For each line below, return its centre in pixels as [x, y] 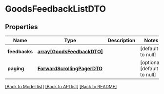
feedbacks [20, 52]
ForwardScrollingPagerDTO [70, 69]
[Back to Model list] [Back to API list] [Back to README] [61, 86]
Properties [21, 27]
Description [122, 40]
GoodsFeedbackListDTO [56, 9]
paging [16, 69]
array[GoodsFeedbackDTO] [70, 52]
